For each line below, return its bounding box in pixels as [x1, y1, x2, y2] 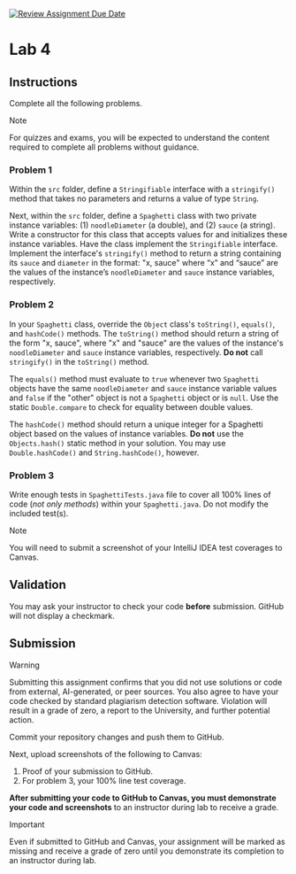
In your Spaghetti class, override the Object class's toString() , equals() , [9, 319, 276, 329]
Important [9, 819, 45, 830]
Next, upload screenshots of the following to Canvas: [9, 748, 203, 759]
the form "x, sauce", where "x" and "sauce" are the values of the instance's [9, 337, 285, 348]
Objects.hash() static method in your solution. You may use [9, 437, 226, 448]
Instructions [9, 74, 78, 89]
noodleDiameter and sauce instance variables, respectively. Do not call [9, 346, 263, 358]
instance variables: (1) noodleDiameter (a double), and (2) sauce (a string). [9, 220, 276, 230]
